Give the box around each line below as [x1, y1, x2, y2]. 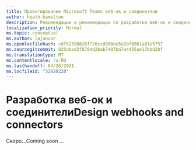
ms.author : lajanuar [6, 36, 57, 41]
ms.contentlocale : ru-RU [6, 57, 66, 63]
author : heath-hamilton [6, 14, 64, 20]
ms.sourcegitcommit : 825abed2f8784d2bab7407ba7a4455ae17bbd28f [6, 47, 163, 53]
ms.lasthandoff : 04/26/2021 [6, 62, 75, 69]
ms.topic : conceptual [6, 30, 59, 36]
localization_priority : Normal [6, 25, 82, 31]
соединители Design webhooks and [6, 106, 184, 119]
